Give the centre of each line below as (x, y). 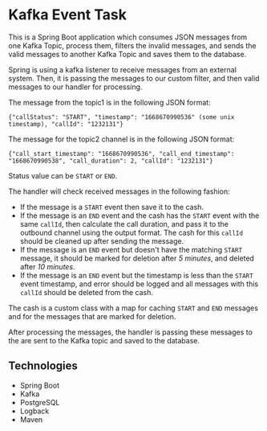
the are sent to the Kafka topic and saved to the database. (104, 340)
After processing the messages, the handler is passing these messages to (130, 332)
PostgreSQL (40, 402)
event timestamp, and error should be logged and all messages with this (139, 284)
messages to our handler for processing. (75, 87)
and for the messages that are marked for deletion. (92, 316)
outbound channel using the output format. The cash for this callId (131, 232)
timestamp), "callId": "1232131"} (66, 124)
